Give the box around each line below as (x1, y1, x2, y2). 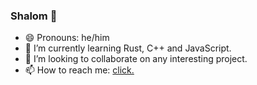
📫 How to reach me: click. (24, 64, 135, 76)
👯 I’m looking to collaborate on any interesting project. (24, 53, 248, 65)
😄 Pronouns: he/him (24, 32, 110, 44)
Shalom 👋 (10, 9, 58, 23)
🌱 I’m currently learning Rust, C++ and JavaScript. (24, 42, 232, 54)
